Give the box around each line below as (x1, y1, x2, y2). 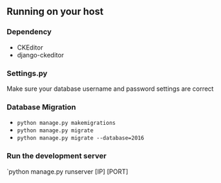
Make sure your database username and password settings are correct (6, 84, 214, 93)
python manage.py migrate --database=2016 (16, 135, 144, 142)
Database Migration (6, 102, 76, 112)
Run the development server (6, 151, 107, 161)
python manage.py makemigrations (16, 120, 116, 127)
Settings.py (6, 68, 47, 78)
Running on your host (6, 6, 104, 18)
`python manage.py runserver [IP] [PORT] (6, 167, 129, 176)
